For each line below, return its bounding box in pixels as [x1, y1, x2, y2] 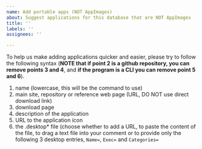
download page [15, 104, 55, 111]
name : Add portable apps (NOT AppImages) [6, 8, 113, 15]
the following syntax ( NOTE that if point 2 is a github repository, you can [6, 60, 190, 67]
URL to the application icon [15, 116, 83, 124]
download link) [15, 98, 53, 105]
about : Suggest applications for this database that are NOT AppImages [6, 15, 191, 21]
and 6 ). [6, 73, 25, 80]
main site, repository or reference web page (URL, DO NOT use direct [15, 91, 189, 98]
